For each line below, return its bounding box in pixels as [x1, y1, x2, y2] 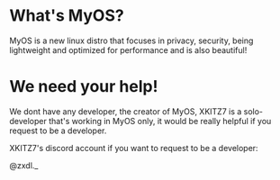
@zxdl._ [9, 159, 39, 171]
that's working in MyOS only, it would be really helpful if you [48, 115, 272, 126]
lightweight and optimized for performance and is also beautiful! [9, 44, 248, 55]
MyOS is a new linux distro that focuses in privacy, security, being [9, 35, 254, 46]
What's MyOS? [9, 5, 124, 26]
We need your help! [9, 76, 158, 97]
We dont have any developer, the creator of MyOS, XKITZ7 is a [9, 105, 242, 117]
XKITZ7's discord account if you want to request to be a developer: [9, 142, 258, 153]
